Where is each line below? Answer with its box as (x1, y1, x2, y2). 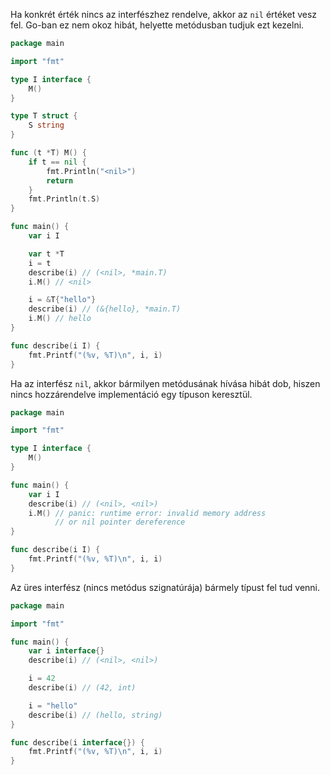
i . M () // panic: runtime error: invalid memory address (28, 508, 267, 518)
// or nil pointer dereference (54, 517, 186, 528)
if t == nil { (28, 157, 87, 167)
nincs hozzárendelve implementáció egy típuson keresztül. (10, 388, 253, 400)
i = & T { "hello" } (28, 295, 97, 305)
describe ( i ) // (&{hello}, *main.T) (28, 304, 182, 314)
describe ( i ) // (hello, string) (28, 710, 163, 720)
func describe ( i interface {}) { (10, 737, 145, 748)
